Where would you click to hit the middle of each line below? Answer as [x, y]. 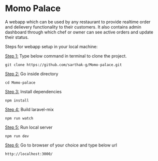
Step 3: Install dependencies [33, 91]
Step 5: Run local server [29, 127]
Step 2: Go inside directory [32, 73]
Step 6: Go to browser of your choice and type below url [61, 145]
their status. [17, 37]
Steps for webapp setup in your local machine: [51, 46]
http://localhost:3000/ [29, 154]
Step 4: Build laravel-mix [29, 109]
